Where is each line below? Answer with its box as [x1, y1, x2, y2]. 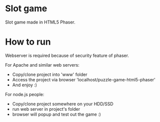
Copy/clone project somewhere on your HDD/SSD [12, 101, 114, 107]
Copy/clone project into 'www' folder [12, 72, 88, 77]
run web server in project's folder [12, 106, 80, 112]
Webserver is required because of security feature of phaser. [5, 52, 129, 58]
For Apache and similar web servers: [5, 62, 80, 68]
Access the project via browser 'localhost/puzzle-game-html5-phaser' [12, 76, 156, 82]
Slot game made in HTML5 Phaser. [5, 19, 75, 25]
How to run [5, 36, 51, 48]
